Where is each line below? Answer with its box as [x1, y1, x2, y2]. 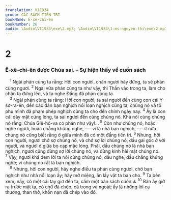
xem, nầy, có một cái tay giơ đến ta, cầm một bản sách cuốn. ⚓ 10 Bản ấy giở [5, 178, 165, 185]
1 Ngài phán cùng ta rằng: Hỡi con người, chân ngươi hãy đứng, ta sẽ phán [10, 78, 165, 85]
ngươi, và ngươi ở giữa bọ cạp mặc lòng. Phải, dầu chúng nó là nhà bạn [5, 142, 154, 149]
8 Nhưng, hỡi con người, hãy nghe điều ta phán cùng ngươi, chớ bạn [10, 165, 153, 172]
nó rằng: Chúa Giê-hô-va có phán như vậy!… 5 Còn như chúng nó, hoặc [5, 119, 156, 126]
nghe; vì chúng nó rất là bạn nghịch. [5, 160, 81, 166]
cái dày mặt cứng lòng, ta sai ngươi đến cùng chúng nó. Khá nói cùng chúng [5, 114, 165, 120]
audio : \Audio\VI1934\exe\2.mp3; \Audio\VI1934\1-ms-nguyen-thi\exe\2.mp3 [5, 26, 167, 32]
